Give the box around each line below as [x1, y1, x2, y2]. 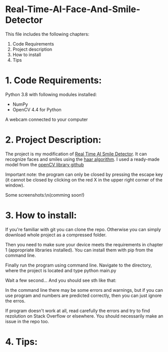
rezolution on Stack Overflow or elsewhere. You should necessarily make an [5, 313, 163, 319]
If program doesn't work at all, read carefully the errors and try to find [5, 307, 150, 314]
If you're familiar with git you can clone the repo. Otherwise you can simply [5, 226, 161, 232]
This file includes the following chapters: [5, 31, 90, 37]
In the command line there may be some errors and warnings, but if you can [5, 287, 163, 293]
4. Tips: [5, 336, 38, 347]
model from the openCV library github [5, 161, 84, 167]
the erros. [5, 297, 26, 304]
